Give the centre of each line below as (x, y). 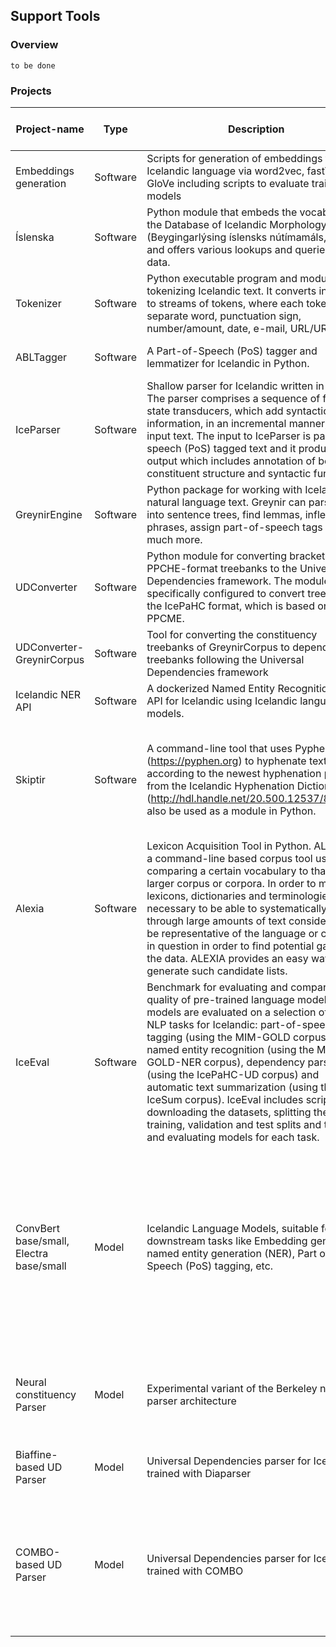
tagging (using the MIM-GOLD (218, 1037)
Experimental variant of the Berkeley (232, 1388)
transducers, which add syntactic (251, 411)
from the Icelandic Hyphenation (220, 786)
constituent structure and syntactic (229, 473)
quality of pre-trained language (220, 999)
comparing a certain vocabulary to (227, 871)
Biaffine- (36, 1454)
